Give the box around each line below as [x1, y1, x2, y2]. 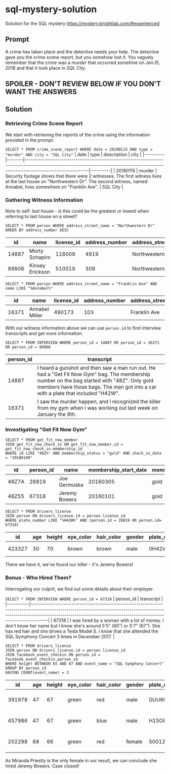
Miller [29, 312, 43, 319]
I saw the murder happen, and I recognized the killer [37, 398, 161, 405]
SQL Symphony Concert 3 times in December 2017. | [5, 633, 115, 639]
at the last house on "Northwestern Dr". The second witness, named [5, 178, 148, 184]
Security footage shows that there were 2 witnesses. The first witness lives [5, 173, 162, 179]
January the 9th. [37, 411, 77, 418]
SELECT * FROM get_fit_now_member [5, 437, 78, 443]
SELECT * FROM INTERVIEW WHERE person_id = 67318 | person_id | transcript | [5, 596, 163, 602]
